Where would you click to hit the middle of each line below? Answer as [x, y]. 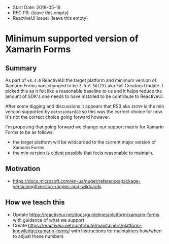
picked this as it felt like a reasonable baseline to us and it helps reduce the [84, 91]
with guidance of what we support [48, 220]
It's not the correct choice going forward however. [58, 117]
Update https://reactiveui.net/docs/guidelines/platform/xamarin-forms [86, 215]
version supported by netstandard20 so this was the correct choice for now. [84, 112]
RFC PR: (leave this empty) [41, 13]
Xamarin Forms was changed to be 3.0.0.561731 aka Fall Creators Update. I [84, 85]
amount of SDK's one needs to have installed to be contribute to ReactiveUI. [85, 96]
